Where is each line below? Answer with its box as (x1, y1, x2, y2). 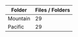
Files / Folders (35, 7, 70, 13)
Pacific (8, 23, 24, 30)
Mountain (8, 15, 30, 22)
